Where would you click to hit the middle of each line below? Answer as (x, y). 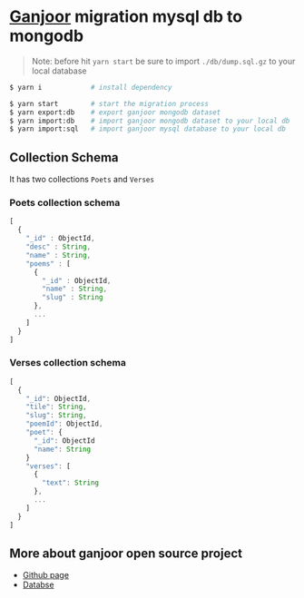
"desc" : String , (59, 247)
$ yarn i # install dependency (91, 87)
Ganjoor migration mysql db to (126, 17)
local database (59, 71)
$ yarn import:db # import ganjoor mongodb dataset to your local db (150, 121)
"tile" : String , (57, 407)
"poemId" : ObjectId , (64, 424)
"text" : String (71, 483)
